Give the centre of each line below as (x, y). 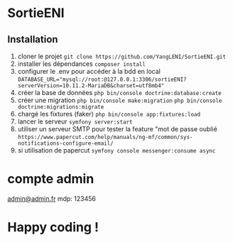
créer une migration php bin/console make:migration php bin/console (120, 100)
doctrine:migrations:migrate (61, 107)
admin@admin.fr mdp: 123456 (52, 198)
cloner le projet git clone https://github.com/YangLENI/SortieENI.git (121, 56)
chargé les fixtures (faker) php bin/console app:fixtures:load (109, 114)
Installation (33, 39)
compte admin (51, 179)
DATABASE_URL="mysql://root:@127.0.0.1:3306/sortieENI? (102, 79)
